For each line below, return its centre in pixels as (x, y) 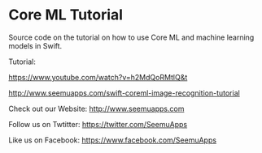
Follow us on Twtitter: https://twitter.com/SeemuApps (98, 124)
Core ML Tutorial (66, 15)
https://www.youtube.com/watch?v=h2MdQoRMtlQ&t (98, 77)
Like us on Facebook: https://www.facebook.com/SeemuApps (113, 140)
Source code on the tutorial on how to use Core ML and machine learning (131, 37)
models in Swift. (35, 45)
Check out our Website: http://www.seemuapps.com (96, 108)
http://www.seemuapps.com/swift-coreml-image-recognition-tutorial (124, 93)
